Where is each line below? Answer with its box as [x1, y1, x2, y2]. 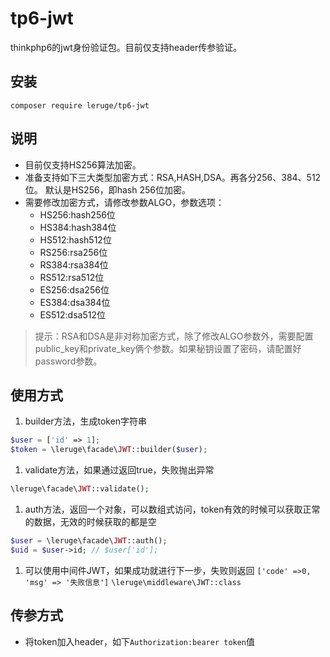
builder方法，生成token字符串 [24, 415, 148, 427]
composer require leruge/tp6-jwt [10, 100, 150, 111]
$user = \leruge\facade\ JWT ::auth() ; [10, 536, 168, 546]
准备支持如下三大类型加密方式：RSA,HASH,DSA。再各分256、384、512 [24, 171, 322, 183]
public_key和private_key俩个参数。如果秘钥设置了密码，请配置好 [34, 342, 302, 354]
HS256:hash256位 [39, 208, 116, 221]
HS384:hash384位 [39, 221, 117, 233]
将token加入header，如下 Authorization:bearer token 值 [24, 635, 256, 647]
